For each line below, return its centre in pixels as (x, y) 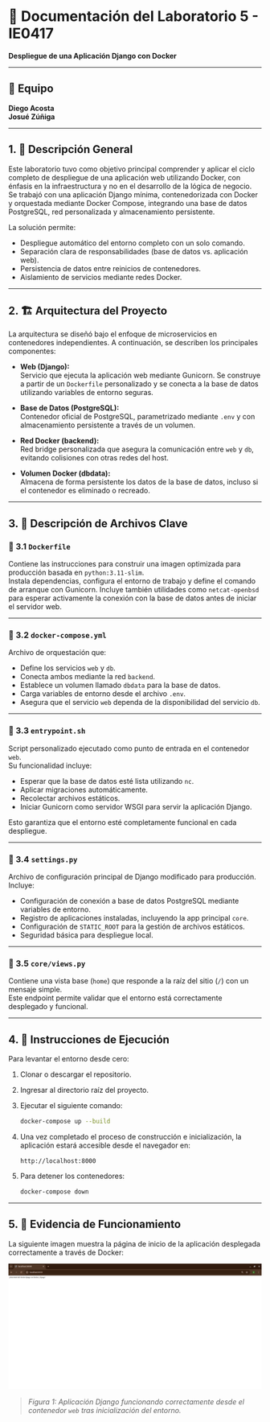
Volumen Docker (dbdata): (65, 473)
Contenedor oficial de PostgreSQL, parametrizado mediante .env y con (137, 417)
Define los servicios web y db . (68, 668)
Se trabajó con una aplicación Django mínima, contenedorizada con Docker (133, 194)
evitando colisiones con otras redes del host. (94, 458)
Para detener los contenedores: (72, 1176)
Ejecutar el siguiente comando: (71, 1106)
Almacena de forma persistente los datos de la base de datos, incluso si (139, 482)
